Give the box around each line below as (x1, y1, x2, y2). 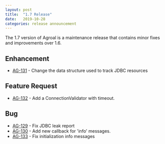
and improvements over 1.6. (5, 40, 62, 46)
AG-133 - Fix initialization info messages (12, 133, 95, 139)
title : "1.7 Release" (5, 12, 52, 17)
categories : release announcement (5, 21, 77, 26)
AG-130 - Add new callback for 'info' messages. (12, 128, 111, 134)
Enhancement (5, 54, 50, 63)
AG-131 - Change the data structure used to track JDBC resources (12, 68, 148, 73)
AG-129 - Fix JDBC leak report (12, 123, 75, 129)
